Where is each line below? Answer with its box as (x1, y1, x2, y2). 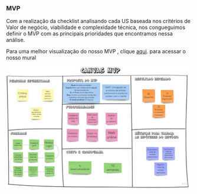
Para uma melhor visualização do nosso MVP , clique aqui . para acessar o (6, 48, 186, 55)
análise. (6, 37, 25, 44)
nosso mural (6, 54, 37, 62)
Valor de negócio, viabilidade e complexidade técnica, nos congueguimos (6, 24, 186, 31)
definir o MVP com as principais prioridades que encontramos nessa (6, 30, 173, 37)
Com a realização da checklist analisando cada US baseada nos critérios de (6, 18, 191, 25)
